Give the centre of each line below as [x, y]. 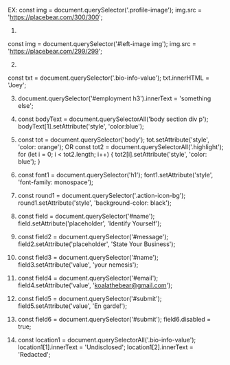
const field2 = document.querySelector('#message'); [93, 237]
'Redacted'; [34, 354]
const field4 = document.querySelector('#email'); [88, 278]
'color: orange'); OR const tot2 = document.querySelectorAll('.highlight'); [120, 147]
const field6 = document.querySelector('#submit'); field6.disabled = [114, 319]
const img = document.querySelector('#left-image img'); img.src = [102, 44]
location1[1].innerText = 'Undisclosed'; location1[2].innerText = [106, 347]
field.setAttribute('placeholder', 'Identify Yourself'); [90, 223]
